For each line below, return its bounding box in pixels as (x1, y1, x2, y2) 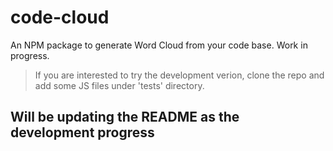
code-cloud (10, 6, 110, 29)
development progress (10, 124, 155, 141)
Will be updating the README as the (10, 109, 240, 126)
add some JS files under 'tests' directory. (34, 79, 205, 91)
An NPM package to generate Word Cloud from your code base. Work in (10, 39, 308, 51)
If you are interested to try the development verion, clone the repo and (34, 69, 325, 81)
